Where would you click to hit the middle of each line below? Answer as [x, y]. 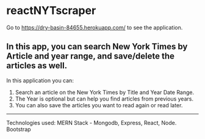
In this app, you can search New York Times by [97, 47]
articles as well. [37, 66]
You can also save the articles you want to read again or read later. [99, 105]
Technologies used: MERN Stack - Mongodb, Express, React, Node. [92, 123]
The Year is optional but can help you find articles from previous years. [104, 99]
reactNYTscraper [51, 11]
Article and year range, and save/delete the [91, 56]
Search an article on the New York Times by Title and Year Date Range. [105, 92]
